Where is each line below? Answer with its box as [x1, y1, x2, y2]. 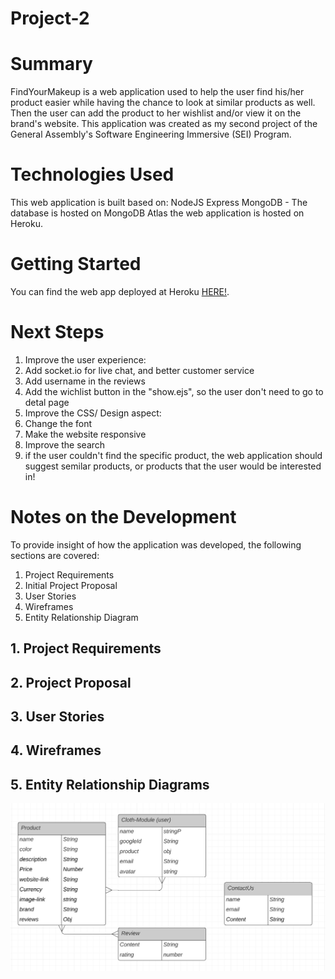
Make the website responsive [24, 428, 147, 440]
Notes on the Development [10, 506, 237, 529]
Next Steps [10, 321, 105, 344]
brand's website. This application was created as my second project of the [10, 118, 318, 130]
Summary [10, 53, 93, 76]
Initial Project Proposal [24, 579, 118, 591]
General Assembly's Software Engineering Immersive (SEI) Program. [10, 128, 292, 141]
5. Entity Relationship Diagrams [10, 776, 210, 793]
